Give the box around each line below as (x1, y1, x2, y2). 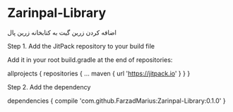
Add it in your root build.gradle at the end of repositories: (7, 55, 173, 64)
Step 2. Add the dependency (7, 82, 91, 91)
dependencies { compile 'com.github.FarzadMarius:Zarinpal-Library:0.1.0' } (7, 97, 226, 105)
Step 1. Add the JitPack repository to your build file (7, 42, 155, 50)
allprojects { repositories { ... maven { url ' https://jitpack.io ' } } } (7, 69, 191, 77)
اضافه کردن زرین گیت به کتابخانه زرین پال (7, 28, 116, 37)
